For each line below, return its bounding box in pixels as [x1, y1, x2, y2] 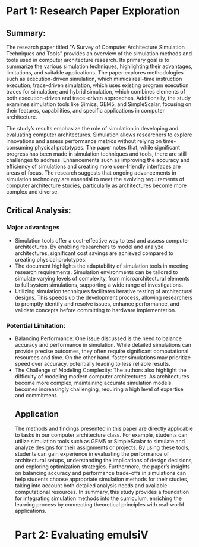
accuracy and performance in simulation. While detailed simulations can [14, 341, 191, 348]
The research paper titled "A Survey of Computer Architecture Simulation [6, 43, 185, 51]
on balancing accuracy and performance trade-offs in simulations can [14, 469, 187, 476]
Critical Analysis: [6, 206, 71, 216]
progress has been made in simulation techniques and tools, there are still [6, 150, 187, 157]
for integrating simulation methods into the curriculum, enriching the [14, 495, 182, 502]
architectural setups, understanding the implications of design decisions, [14, 456, 193, 464]
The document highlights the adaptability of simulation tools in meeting [14, 262, 189, 269]
